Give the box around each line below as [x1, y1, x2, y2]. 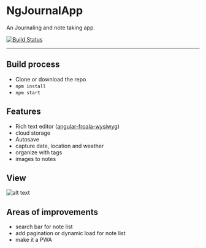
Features [6, 107, 41, 117]
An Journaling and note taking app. [6, 24, 95, 31]
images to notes [15, 155, 56, 162]
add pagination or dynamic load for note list [15, 230, 126, 237]
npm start [15, 89, 41, 96]
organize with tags [15, 148, 63, 156]
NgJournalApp [6, 4, 83, 18]
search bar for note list [15, 223, 73, 230]
